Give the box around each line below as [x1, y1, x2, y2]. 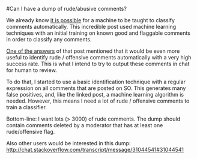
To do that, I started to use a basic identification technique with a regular [6, 78, 186, 85]
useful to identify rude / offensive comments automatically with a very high [6, 54, 192, 61]
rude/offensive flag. [6, 128, 55, 135]
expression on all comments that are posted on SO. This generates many [6, 85, 186, 92]
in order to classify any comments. [6, 36, 92, 43]
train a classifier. [6, 104, 47, 110]
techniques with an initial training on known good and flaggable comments [6, 29, 190, 37]
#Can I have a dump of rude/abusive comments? [6, 5, 127, 12]
